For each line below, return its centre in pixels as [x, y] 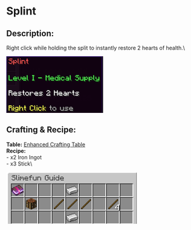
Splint [21, 11]
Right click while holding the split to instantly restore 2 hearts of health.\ [96, 48]
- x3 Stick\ [19, 164]
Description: [30, 34]
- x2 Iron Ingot [24, 157]
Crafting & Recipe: [41, 130]
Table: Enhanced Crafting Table [46, 144]
